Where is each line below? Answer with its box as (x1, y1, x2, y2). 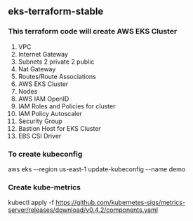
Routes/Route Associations (18, 72, 97, 80)
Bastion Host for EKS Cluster (18, 124, 101, 132)
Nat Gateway (18, 64, 56, 73)
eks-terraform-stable (8, 6, 104, 17)
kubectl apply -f (8, 199, 55, 207)
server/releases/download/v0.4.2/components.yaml (8, 206, 159, 214)
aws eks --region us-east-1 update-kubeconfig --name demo (8, 164, 186, 173)
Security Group (18, 117, 62, 125)
